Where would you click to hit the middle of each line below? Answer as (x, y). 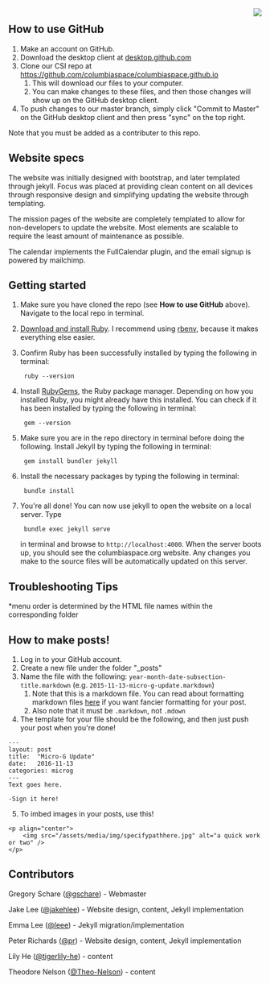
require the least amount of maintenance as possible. (96, 236)
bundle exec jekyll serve (67, 529)
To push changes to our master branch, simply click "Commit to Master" (139, 109)
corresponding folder (43, 614)
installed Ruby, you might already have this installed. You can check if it (138, 400)
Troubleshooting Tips (63, 587)
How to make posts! (59, 640)
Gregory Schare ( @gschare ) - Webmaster (78, 894)
